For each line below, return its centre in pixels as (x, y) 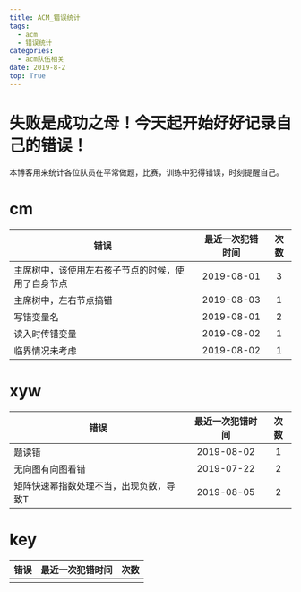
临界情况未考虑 (46, 351)
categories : (31, 51)
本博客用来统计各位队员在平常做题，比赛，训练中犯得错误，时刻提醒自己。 (146, 172)
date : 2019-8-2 (38, 68)
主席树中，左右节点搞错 (64, 300)
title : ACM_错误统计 (45, 17)
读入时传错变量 (46, 334)
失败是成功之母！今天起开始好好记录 (143, 123)
